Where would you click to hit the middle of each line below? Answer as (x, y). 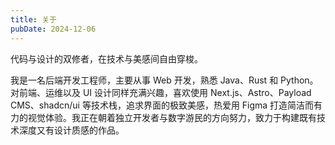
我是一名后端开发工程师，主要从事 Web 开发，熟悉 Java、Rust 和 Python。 (164, 80)
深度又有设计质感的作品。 (71, 130)
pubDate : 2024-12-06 (53, 29)
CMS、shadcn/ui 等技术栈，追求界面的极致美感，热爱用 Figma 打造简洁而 (162, 105)
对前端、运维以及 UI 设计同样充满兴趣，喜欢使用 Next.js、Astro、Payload (161, 92)
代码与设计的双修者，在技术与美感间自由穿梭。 (106, 58)
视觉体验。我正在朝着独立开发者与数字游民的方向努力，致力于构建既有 (172, 117)
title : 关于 (33, 19)
